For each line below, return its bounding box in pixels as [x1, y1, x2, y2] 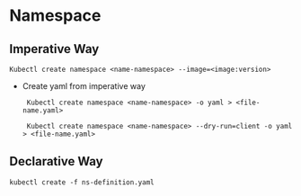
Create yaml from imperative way [22, 81, 146, 91]
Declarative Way [9, 154, 103, 169]
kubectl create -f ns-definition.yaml [9, 177, 155, 187]
